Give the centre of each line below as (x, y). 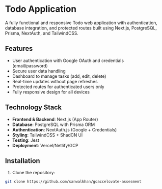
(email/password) (30, 65)
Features (19, 48)
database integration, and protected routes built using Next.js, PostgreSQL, (81, 28)
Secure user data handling (39, 71)
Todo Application (41, 9)
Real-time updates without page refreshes (55, 81)
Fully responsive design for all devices (51, 92)
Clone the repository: (34, 173)
